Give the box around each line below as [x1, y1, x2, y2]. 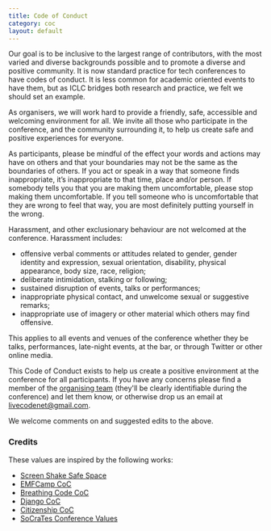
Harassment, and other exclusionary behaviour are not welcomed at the [8, 225, 247, 234]
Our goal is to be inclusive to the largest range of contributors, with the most [8, 49, 262, 59]
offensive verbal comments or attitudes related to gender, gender [19, 249, 238, 259]
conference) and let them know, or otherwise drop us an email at [8, 392, 223, 402]
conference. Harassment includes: [8, 234, 123, 243]
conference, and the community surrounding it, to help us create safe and [8, 124, 254, 134]
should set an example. [8, 92, 86, 102]
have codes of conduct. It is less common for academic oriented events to [8, 74, 256, 85]
